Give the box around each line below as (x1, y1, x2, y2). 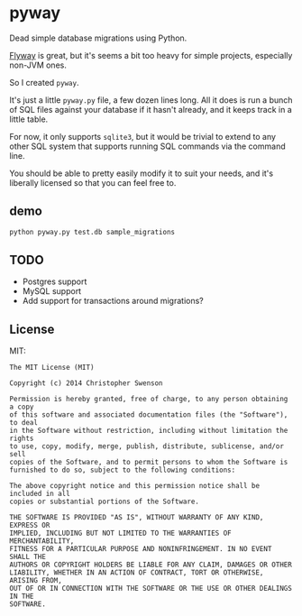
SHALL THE (9, 553, 47, 562)
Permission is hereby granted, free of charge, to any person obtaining (9, 395, 288, 404)
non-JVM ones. (9, 60, 68, 70)
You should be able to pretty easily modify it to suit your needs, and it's (9, 168, 273, 179)
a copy (9, 402, 34, 412)
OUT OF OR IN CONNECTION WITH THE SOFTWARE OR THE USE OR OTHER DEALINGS (9, 584, 293, 593)
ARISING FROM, (9, 576, 63, 585)
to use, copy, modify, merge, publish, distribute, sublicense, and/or (9, 442, 284, 451)
